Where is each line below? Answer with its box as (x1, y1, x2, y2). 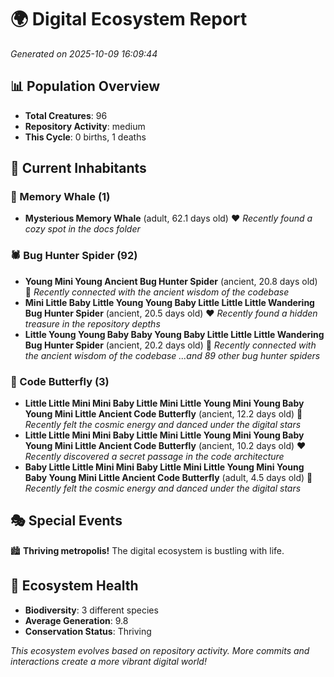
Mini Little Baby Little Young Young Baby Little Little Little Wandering (24, 296, 315, 308)
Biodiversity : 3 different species (24, 604, 159, 616)
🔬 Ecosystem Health (10, 577, 139, 595)
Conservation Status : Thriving (24, 625, 152, 637)
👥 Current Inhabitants (10, 160, 147, 177)
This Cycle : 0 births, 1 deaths (24, 131, 147, 143)
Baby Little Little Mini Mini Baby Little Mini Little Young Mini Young (24, 461, 305, 473)
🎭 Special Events (10, 512, 123, 530)
